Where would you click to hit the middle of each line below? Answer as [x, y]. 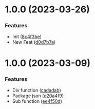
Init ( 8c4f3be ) [27, 37]
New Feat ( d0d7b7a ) [34, 42]
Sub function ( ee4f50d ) [37, 101]
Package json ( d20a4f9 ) [38, 96]
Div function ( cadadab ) [36, 90]
